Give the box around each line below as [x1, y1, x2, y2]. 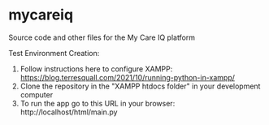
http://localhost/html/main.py [20, 107, 118, 117]
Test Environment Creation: [8, 48, 100, 58]
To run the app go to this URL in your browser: [20, 98, 176, 108]
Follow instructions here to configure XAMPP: [20, 63, 173, 74]
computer [20, 89, 54, 99]
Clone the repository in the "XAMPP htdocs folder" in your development [20, 81, 261, 91]
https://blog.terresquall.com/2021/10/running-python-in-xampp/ [20, 72, 236, 82]
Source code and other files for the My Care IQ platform [8, 32, 196, 42]
